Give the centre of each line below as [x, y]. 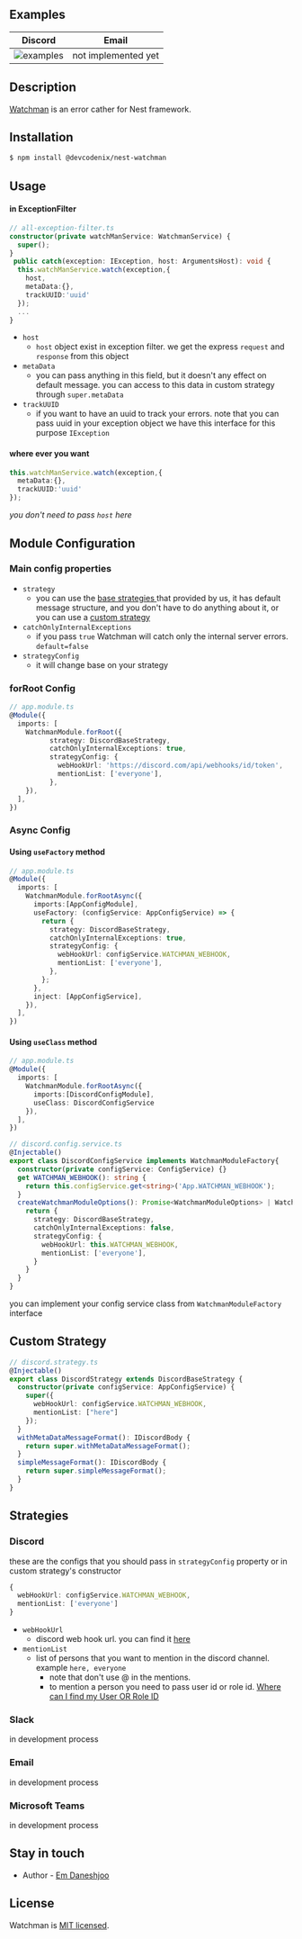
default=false [62, 646]
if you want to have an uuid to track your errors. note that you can [157, 414]
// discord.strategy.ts [54, 1362]
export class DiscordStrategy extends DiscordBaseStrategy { [126, 1379]
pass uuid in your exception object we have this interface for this [155, 423]
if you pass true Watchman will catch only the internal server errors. [162, 636]
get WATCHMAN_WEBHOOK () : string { [82, 1177]
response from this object [82, 356]
